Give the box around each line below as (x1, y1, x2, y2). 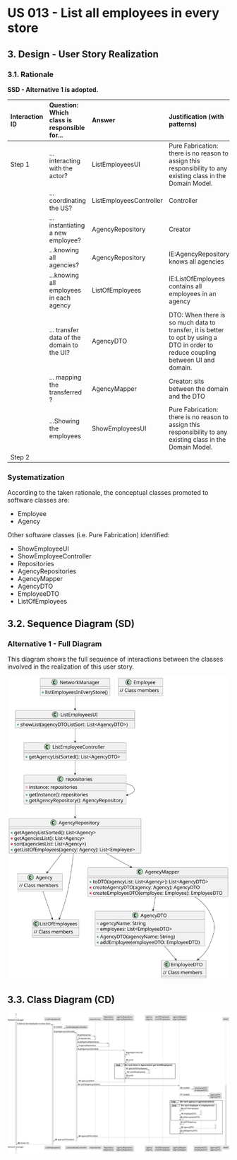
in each (49, 293, 71, 302)
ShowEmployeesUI (91, 424, 147, 433)
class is (49, 116, 73, 124)
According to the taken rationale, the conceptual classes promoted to (7, 488, 209, 497)
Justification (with (169, 112, 224, 121)
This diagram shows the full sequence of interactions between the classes (7, 655, 224, 664)
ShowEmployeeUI (17, 544, 69, 553)
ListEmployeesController (91, 196, 164, 204)
